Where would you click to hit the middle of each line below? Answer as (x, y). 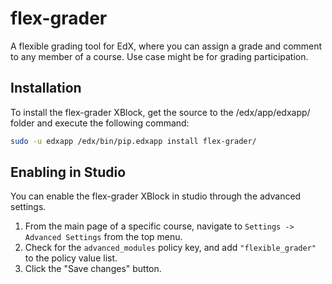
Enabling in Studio (68, 172)
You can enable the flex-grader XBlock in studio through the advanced (156, 196)
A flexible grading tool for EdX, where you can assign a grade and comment (166, 46)
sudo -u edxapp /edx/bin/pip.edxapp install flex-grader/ (133, 141)
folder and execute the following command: (100, 123)
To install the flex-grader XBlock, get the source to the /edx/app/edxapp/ (160, 112)
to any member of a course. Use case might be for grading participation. (159, 56)
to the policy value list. (71, 258)
